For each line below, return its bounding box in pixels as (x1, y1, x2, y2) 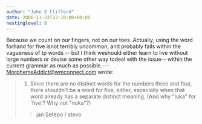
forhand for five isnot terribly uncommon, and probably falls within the (6, 43, 181, 50)
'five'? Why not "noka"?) (30, 99, 91, 107)
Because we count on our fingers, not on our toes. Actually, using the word (6, 37, 194, 44)
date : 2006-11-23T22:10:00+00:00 (6, 14, 91, 20)
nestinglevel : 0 (6, 20, 47, 26)
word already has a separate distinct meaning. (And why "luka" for (30, 93, 197, 100)
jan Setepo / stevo (36, 111, 82, 118)
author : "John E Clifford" (6, 8, 74, 15)
